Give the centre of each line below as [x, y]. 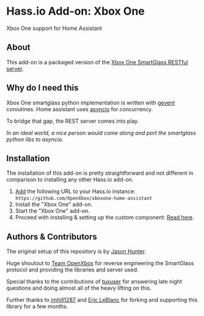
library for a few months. [37, 306]
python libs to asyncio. [35, 139]
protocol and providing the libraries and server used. [72, 270]
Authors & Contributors [52, 237]
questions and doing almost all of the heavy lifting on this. [79, 288]
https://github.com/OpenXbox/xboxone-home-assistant [84, 199]
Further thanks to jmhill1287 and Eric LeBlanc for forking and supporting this [102, 300]
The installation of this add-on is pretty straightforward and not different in [100, 173]
